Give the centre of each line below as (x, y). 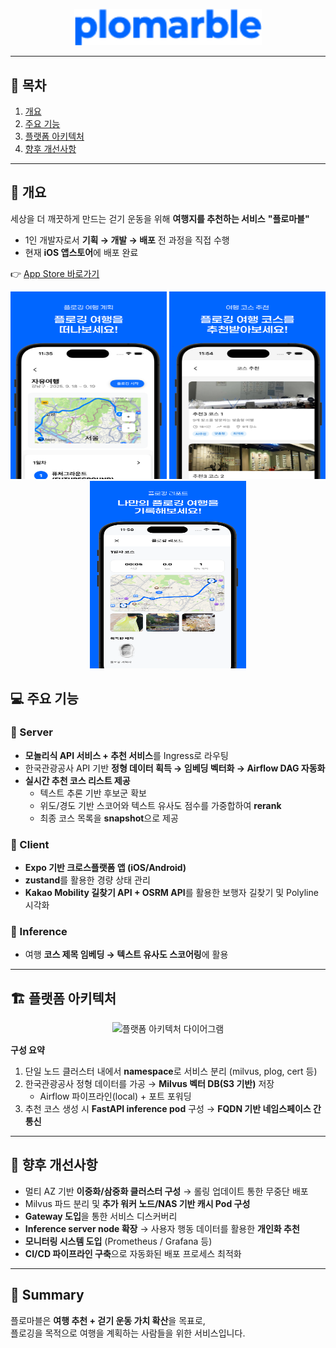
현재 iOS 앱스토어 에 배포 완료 (81, 252)
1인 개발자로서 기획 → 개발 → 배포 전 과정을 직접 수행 (127, 240)
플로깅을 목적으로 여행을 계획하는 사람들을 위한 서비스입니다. (128, 1333)
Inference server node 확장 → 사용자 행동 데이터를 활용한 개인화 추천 (162, 1228)
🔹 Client (30, 844)
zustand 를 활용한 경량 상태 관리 (87, 880)
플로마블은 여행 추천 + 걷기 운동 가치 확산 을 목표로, (108, 1320)
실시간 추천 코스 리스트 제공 (77, 780)
